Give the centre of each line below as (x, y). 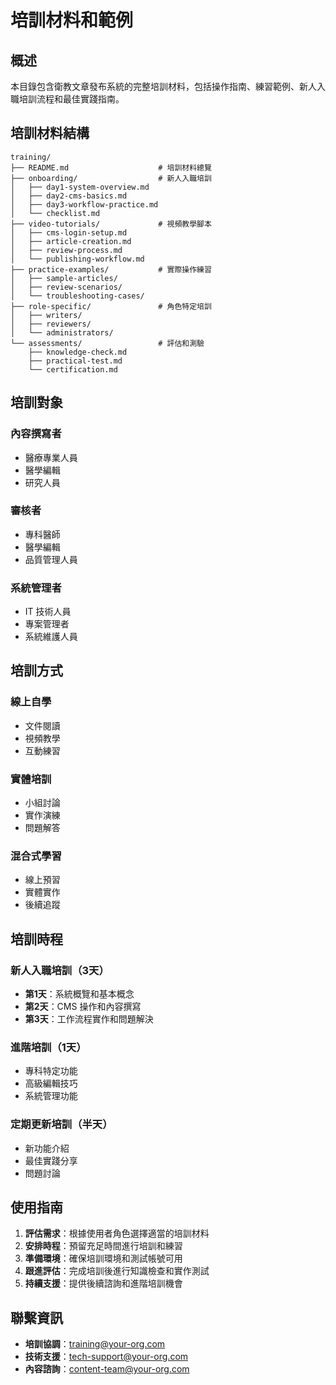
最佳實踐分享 (51, 1160)
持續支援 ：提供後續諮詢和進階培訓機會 (103, 1283)
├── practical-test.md (75, 361)
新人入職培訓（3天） (60, 970)
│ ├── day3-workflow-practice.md (84, 204)
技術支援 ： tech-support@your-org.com (106, 1357)
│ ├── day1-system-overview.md (80, 187)
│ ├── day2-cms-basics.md (69, 196)
